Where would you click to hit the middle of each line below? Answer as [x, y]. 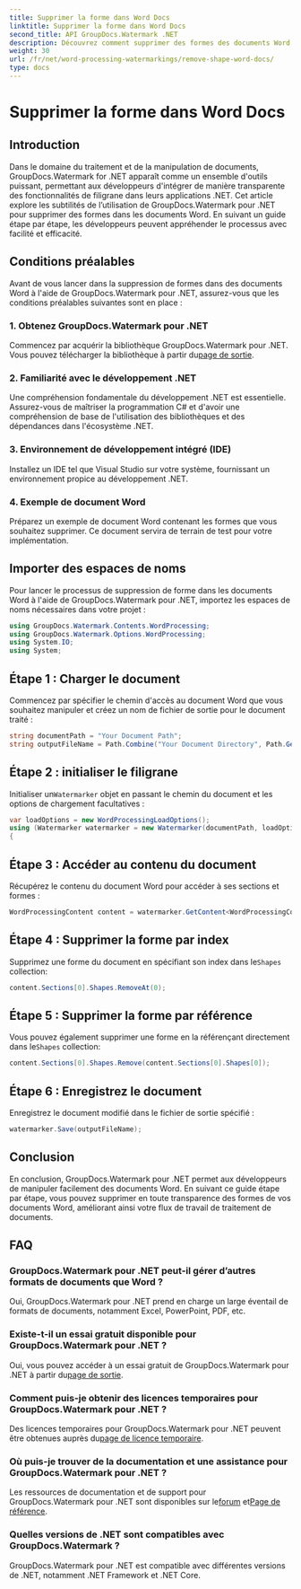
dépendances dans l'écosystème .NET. [82, 426]
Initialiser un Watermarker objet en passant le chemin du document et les [141, 794]
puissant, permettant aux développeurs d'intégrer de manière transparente [147, 186]
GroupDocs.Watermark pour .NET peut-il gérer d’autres [133, 1271]
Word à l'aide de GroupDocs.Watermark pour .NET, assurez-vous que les [144, 293]
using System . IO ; [42, 643]
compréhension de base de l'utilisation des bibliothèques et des [127, 417]
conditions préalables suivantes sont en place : [96, 303]
